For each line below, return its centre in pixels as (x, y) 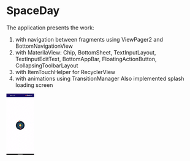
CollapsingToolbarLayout (47, 66)
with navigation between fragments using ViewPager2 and (89, 39)
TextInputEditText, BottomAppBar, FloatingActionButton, (86, 59)
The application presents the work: (50, 28)
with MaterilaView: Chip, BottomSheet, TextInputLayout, (85, 52)
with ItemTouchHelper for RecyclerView (65, 72)
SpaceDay (33, 11)
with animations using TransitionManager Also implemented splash (100, 78)
